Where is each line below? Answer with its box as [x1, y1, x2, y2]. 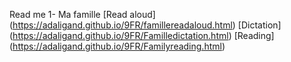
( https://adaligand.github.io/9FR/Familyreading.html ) [9, 40, 226, 52]
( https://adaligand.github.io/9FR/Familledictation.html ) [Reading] [9, 30, 275, 41]
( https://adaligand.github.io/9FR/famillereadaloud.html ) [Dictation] [9, 19, 282, 31]
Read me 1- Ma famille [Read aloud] [9, 9, 156, 20]
